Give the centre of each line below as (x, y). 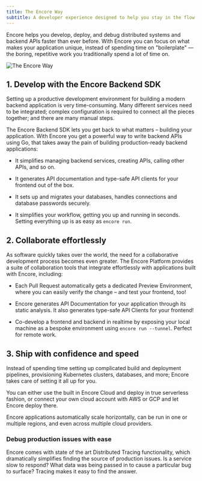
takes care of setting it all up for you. (52, 381)
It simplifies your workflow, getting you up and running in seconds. (97, 215)
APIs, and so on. (35, 167)
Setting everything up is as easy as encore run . (73, 221)
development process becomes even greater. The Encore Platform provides (100, 261)
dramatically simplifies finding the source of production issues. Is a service (99, 459)
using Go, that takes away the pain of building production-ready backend (97, 143)
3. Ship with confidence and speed (73, 354)
